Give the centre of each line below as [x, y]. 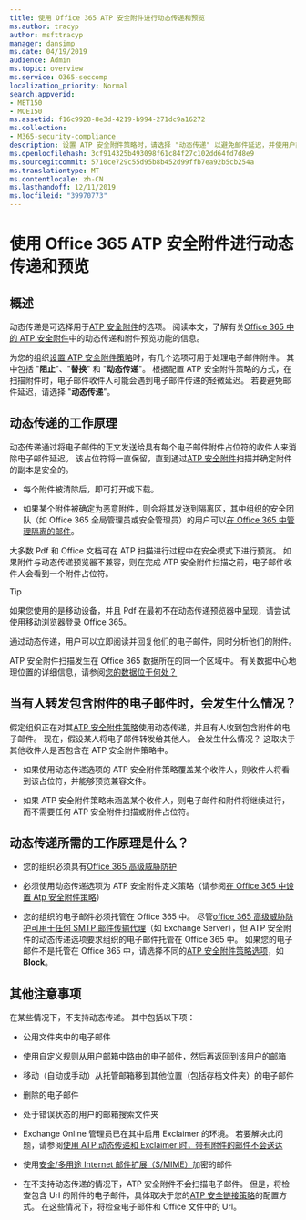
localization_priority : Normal [69, 86]
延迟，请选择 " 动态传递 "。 [66, 392]
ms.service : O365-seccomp [58, 78]
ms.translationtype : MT [55, 171]
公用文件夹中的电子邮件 [66, 1037]
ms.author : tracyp [44, 26]
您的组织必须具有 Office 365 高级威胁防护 [100, 866]
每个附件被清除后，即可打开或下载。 [91, 489]
